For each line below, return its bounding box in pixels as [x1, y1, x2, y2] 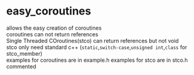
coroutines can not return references [6, 30, 99, 37]
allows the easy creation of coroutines [6, 24, 102, 31]
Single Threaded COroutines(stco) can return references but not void [6, 37, 179, 44]
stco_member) [6, 50, 42, 57]
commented [6, 62, 36, 70]
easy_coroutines [6, 4, 92, 18]
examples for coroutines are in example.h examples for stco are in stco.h [6, 56, 188, 64]
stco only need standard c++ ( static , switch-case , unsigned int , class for [6, 44, 187, 51]
